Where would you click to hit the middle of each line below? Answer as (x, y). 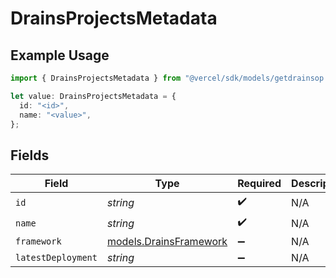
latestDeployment (56, 258)
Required (259, 184)
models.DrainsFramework (167, 242)
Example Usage (60, 55)
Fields (30, 155)
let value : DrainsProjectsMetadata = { (93, 96)
